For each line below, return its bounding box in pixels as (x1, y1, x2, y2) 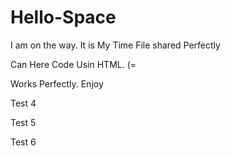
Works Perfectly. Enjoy (10, 77, 104, 90)
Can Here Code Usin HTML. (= (10, 58, 137, 70)
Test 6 (10, 136, 37, 148)
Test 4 (10, 97, 37, 109)
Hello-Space (10, 6, 117, 29)
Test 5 (10, 116, 37, 128)
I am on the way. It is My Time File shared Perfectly (10, 39, 221, 51)
